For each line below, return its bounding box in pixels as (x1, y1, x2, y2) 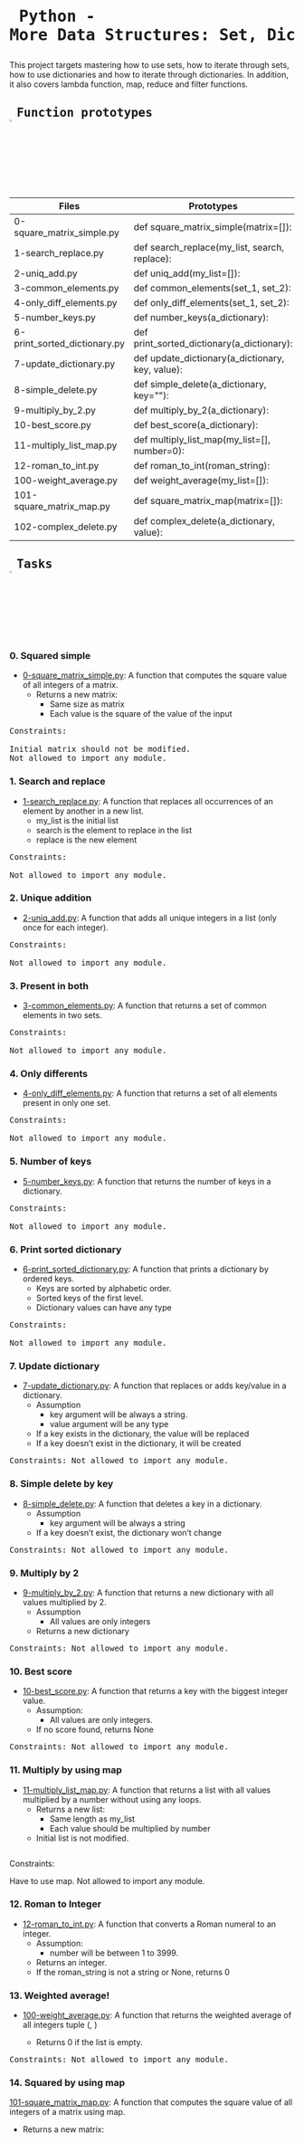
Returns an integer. (35, 1956, 108, 1967)
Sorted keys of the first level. (35, 1292, 144, 1304)
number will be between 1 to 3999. (49, 1947, 179, 1958)
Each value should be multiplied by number (49, 1823, 211, 1833)
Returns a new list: (35, 1804, 106, 1814)
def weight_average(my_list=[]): (133, 473, 270, 486)
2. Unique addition (9, 891, 92, 904)
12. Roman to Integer (9, 1898, 102, 1910)
